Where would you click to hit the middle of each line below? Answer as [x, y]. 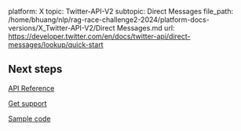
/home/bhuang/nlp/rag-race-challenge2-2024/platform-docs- [109, 20]
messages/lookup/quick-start [56, 45]
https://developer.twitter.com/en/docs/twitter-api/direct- [99, 36]
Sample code [29, 118]
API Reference [31, 88]
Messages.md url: [146, 28]
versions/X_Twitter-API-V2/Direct [62, 28]
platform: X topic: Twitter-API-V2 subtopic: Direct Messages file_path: [121, 11]
